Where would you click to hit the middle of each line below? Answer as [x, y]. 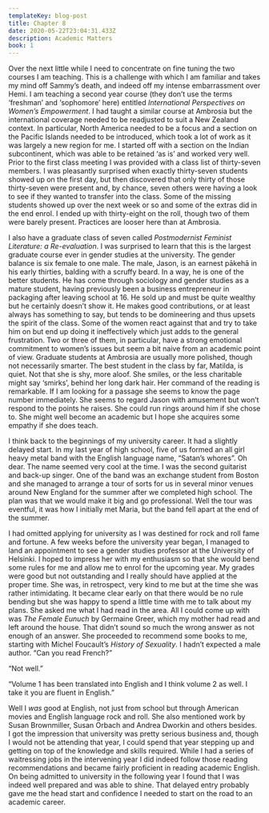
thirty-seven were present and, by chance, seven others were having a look [133, 188]
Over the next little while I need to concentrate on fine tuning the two [122, 68]
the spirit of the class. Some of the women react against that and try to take [133, 323]
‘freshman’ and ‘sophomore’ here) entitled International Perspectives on [127, 103]
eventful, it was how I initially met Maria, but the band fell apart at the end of [134, 509]
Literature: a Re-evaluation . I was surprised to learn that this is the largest [130, 247]
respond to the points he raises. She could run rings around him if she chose [134, 409]
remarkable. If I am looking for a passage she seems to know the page [124, 391]
